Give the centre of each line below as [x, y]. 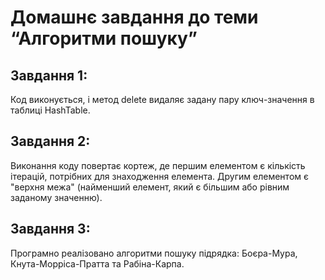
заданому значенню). [56, 197]
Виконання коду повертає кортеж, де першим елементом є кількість [158, 165]
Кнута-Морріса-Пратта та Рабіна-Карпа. [97, 263]
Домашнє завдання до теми [134, 17]
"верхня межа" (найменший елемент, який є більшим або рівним [150, 187]
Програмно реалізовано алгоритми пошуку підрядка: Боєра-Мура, [154, 253]
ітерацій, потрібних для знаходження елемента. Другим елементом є [159, 176]
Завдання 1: [49, 75]
